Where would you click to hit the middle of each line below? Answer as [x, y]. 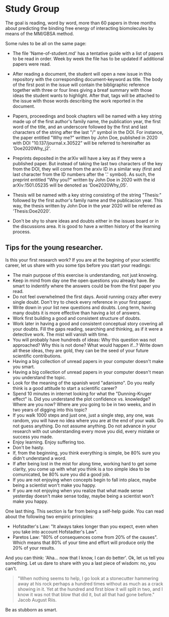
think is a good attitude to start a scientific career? [65, 388]
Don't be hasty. [28, 447]
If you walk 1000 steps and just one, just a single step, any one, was [83, 415]
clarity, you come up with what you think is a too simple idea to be [81, 469]
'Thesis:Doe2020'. [32, 211]
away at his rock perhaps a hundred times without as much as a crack [90, 584]
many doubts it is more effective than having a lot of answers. [77, 313]
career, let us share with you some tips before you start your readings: [78, 265]
